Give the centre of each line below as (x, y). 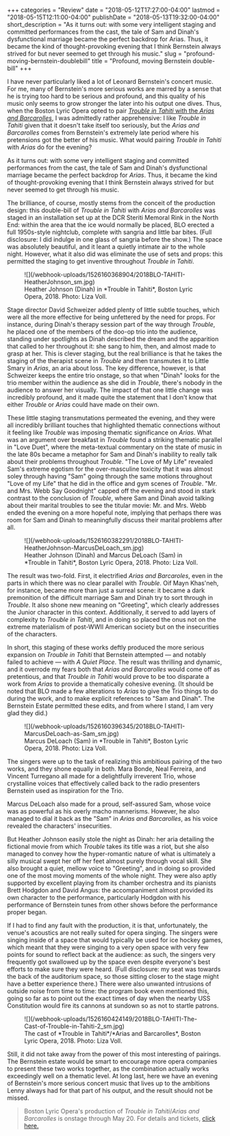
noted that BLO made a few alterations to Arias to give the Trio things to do (113, 691)
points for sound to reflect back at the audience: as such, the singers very (111, 954)
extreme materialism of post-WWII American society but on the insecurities (113, 627)
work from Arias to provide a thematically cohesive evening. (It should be (110, 684)
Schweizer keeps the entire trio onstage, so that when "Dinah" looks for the (114, 375)
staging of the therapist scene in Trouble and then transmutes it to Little (108, 361)
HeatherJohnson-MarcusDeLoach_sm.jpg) (84, 548)
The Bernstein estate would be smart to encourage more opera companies (112, 1061)
